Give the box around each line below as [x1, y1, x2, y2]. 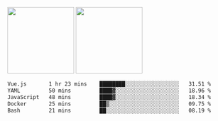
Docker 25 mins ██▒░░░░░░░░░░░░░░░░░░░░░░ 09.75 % [7, 100, 212, 108]
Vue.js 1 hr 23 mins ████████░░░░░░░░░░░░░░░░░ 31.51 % [7, 81, 212, 88]
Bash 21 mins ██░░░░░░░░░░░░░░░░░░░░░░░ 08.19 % [7, 107, 212, 114]
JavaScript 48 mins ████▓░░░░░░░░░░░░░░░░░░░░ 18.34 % [7, 93, 212, 100]
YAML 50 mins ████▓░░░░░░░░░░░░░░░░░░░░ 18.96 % [7, 87, 212, 94]
